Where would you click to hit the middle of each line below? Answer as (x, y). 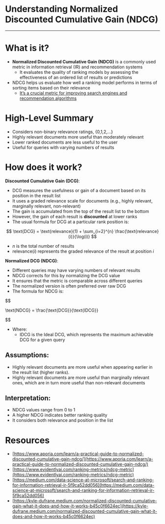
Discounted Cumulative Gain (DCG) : (42, 181)
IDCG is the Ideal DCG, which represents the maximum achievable (86, 334)
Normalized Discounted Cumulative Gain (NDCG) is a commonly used (84, 61)
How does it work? (44, 167)
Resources (27, 440)
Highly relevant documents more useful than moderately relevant (78, 137)
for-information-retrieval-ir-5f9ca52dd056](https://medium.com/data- (83, 485)
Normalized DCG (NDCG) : (32, 261)
